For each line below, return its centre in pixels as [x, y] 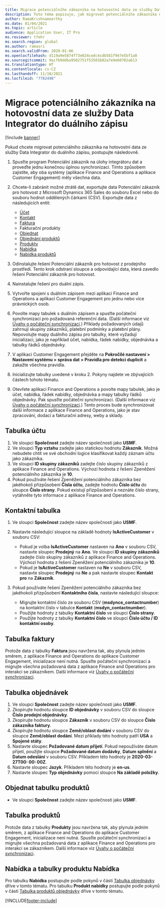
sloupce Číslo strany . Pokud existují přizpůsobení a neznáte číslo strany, [86, 490]
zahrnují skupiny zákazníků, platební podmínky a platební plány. [77, 329]
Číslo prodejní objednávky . [40, 715]
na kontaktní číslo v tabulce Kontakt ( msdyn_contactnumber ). [83, 608]
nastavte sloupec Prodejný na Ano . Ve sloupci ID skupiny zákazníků [89, 552]
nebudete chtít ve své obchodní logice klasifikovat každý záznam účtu [83, 453]
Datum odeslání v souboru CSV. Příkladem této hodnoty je [71, 757]
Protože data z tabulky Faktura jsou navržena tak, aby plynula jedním [75, 651]
